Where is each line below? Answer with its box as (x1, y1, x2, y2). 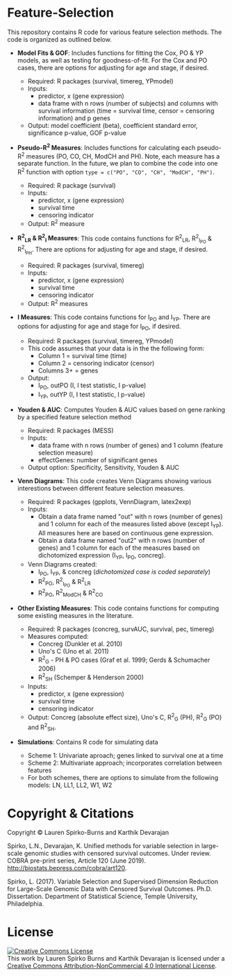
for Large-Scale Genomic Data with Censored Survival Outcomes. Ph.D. (7, 885, 213, 893)
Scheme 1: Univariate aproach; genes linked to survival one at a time (27, 751, 224, 760)
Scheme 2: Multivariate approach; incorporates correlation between (27, 759, 222, 767)
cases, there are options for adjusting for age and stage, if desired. (17, 63, 209, 72)
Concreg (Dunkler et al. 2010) (38, 640, 123, 648)
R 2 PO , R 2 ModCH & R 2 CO (38, 587, 103, 599)
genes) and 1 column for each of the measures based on (38, 544, 200, 552)
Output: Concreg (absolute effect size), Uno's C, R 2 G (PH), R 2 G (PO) (27, 711, 222, 722)
